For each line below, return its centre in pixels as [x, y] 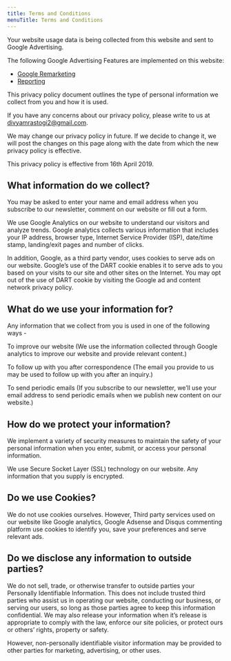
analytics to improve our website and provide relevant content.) [97, 354]
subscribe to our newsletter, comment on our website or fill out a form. [108, 209]
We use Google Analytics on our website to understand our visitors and [108, 223]
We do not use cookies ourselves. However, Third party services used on [111, 514]
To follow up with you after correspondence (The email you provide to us [111, 367]
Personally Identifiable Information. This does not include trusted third [106, 593]
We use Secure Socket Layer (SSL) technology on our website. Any [103, 468]
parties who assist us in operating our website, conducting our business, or [114, 600]
